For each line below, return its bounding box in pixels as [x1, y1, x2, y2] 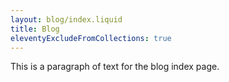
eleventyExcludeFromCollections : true [10, 33, 172, 43]
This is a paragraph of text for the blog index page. [10, 61, 220, 73]
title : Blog [10, 24, 60, 34]
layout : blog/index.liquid [10, 14, 123, 25]
